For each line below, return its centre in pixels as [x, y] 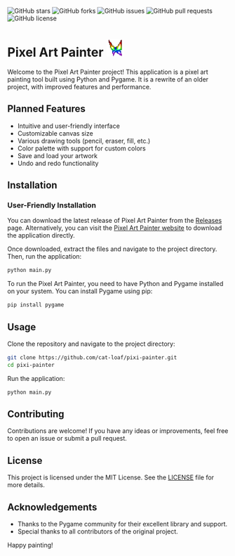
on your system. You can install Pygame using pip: [80, 291]
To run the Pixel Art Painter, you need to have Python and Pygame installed [115, 284]
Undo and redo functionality [58, 163]
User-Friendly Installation [52, 205]
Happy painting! [31, 545]
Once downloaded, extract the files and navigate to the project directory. [112, 249]
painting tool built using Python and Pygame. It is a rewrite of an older [108, 79]
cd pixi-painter [31, 365]
